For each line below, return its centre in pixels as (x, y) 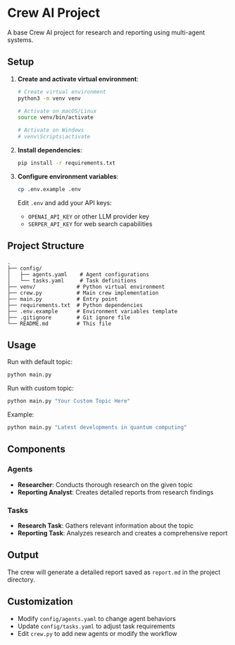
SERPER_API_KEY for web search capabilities (90, 223)
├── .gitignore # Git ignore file (69, 318)
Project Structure (46, 246)
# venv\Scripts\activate (54, 137)
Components (36, 449)
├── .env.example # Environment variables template (93, 311)
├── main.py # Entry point (63, 299)
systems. (20, 39)
